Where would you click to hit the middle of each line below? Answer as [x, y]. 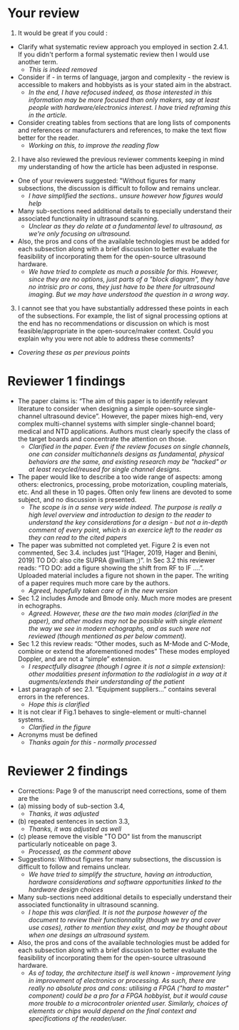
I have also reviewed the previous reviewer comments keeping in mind [121, 159]
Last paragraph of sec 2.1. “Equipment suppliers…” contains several [117, 689]
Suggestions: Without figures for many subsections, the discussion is [119, 859]
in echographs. [40, 605]
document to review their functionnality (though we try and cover [124, 919]
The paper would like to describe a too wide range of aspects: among [120, 477]
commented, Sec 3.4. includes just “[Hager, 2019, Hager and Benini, [117, 552]
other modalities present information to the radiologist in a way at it [127, 674]
